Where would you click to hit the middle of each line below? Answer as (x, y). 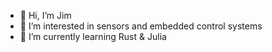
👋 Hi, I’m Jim (45, 15)
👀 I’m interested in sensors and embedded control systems (141, 26)
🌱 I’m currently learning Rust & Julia (93, 36)
